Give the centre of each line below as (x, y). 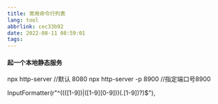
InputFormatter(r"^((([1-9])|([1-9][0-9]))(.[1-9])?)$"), (81, 93)
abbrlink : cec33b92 (36, 26)
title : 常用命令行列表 (37, 14)
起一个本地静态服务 (35, 62)
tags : (15, 40)
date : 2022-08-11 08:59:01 (46, 33)
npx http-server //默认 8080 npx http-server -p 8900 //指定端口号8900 (109, 79)
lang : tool (23, 20)
